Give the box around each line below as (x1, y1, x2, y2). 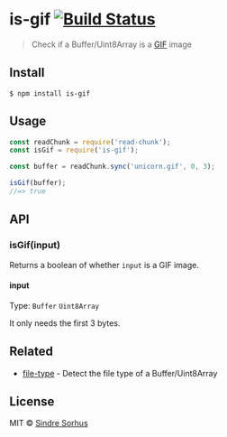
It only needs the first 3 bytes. (9, 317, 121, 329)
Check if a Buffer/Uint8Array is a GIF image (31, 39, 192, 50)
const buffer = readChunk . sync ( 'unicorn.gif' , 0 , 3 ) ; (9, 163, 216, 172)
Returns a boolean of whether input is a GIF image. (9, 259, 200, 270)
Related (9, 344, 54, 359)
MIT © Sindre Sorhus (9, 418, 88, 429)
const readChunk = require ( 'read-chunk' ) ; (9, 137, 171, 146)
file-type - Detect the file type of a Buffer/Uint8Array (22, 367, 218, 378)
